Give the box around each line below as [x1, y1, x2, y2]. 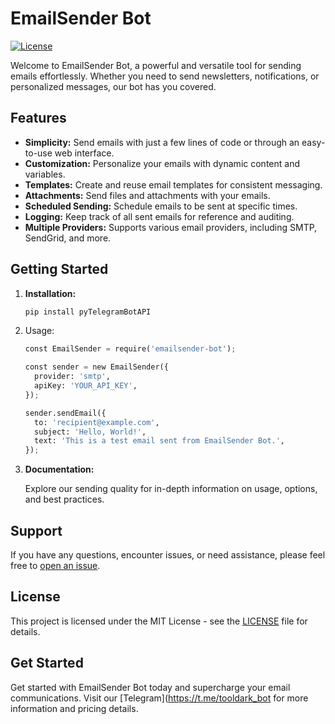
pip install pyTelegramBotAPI [24, 307, 152, 317]
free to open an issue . [10, 560, 101, 571]
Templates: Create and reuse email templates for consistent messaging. [24, 178, 323, 191]
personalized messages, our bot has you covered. [10, 80, 217, 92]
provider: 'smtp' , [34, 372, 111, 382]
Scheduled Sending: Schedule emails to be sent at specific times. [24, 200, 298, 212]
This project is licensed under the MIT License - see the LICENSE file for [10, 615, 308, 627]
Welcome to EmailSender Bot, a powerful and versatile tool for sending [10, 59, 302, 71]
